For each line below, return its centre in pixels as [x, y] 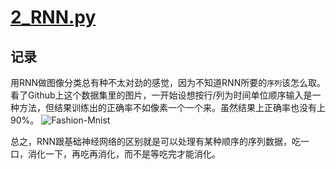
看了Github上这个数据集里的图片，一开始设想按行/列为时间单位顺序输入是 [161, 95]
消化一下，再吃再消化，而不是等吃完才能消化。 [124, 154]
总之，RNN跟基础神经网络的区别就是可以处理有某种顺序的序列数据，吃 [156, 141]
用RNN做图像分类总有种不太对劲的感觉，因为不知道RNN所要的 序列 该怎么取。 [168, 82]
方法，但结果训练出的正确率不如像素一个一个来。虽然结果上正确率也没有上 [172, 107]
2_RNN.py [53, 17]
